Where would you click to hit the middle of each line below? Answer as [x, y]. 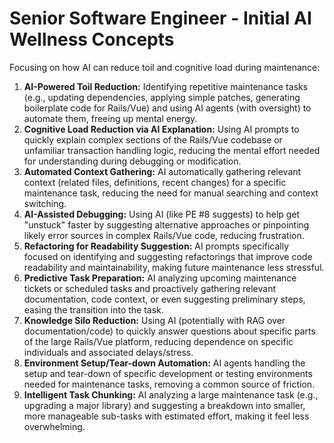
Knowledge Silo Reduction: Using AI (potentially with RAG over [154, 320]
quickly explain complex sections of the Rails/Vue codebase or [153, 139]
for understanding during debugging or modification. [132, 161]
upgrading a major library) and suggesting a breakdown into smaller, [164, 405]
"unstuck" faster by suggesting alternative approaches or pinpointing [166, 224]
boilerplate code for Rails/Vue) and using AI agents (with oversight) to [167, 108]
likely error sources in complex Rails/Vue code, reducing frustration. [164, 235]
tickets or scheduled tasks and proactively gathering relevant [150, 288]
